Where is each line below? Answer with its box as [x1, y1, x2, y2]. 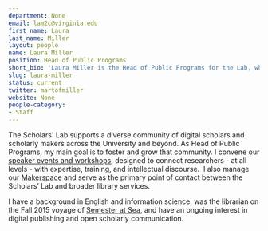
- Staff [8, 109, 34, 117]
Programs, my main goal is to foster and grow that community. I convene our [8, 147, 260, 157]
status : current [8, 78, 62, 86]
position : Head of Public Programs [8, 57, 127, 65]
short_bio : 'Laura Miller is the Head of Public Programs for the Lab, [8, 64, 251, 72]
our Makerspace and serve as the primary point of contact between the [8, 173, 243, 182]
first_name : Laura [8, 26, 69, 34]
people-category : [8, 101, 66, 109]
